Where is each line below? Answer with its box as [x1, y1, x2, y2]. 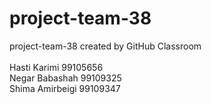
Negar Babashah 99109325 [9, 72, 122, 84]
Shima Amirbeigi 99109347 [9, 82, 121, 94]
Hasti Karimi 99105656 [9, 61, 104, 73]
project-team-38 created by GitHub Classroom [9, 40, 202, 52]
